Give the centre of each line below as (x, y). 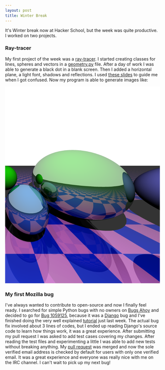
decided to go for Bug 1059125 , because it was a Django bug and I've (75, 315)
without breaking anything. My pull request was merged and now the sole (79, 347)
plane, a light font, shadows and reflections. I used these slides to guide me (82, 74)
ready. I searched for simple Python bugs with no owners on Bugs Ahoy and (82, 310)
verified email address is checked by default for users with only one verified (82, 352)
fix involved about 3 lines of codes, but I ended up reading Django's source (81, 326)
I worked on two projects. (31, 35)
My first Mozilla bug (29, 294)
